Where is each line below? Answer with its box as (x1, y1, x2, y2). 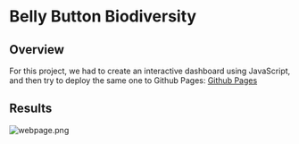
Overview (9, 42, 65, 57)
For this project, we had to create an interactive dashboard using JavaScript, (9, 65, 291, 76)
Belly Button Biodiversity (9, 6, 197, 27)
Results (9, 101, 53, 116)
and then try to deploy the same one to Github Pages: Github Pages (9, 75, 258, 86)
